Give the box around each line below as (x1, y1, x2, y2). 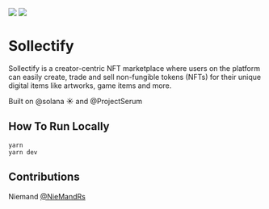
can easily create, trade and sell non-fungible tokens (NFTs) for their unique (8, 72, 261, 82)
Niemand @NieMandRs (8, 191, 86, 201)
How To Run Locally (8, 119, 110, 133)
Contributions (8, 170, 80, 184)
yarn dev (8, 148, 38, 157)
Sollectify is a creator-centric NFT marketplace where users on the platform (8, 63, 261, 73)
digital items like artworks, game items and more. (8, 81, 172, 90)
